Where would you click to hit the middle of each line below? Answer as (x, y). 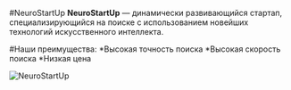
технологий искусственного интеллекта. (87, 32)
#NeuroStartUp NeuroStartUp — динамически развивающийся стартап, (146, 13)
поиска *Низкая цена (50, 58)
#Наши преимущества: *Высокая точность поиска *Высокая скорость (145, 49)
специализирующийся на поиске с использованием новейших (129, 22)
